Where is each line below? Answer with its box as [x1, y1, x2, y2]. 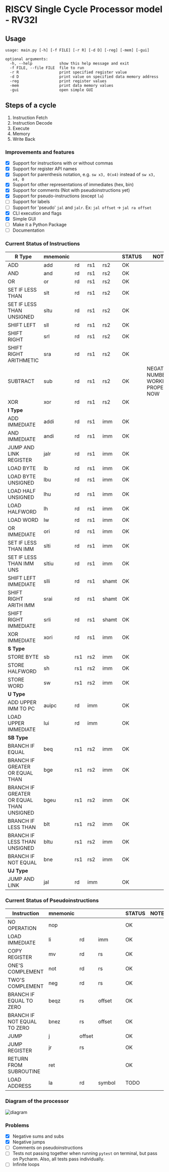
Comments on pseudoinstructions [12, 1145, 83, 1151]
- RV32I [5, 14, 38, 26]
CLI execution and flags [12, 210, 62, 216]
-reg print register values [10, 79, 107, 84]
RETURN [8, 1055, 29, 1062]
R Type [15, 253, 32, 260]
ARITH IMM [8, 602, 35, 609]
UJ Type [8, 867, 29, 874]
